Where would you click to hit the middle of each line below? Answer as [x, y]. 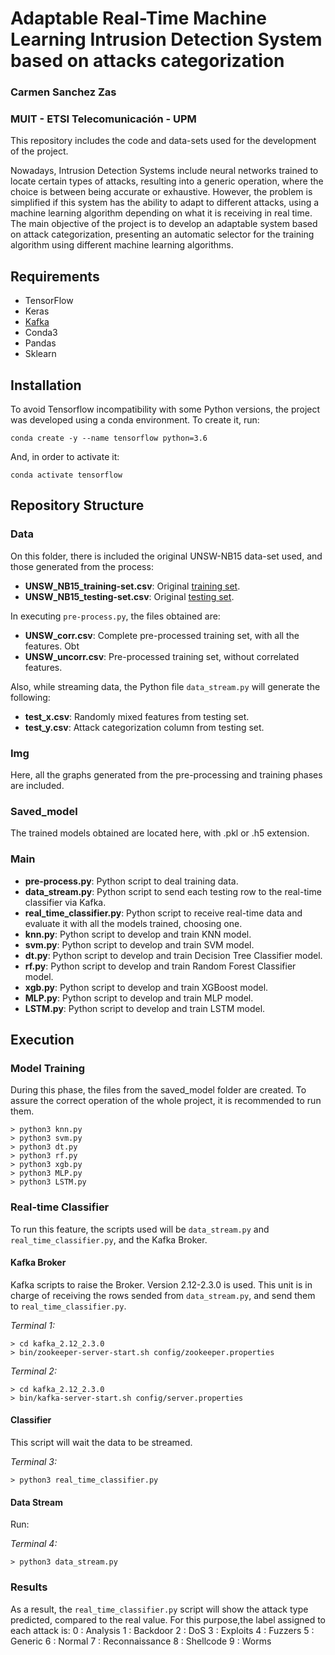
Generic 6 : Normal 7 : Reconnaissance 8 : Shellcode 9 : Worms [141, 1641]
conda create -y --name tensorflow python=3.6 [109, 438]
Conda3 [41, 333]
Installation [46, 385]
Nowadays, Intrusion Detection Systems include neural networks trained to [164, 171]
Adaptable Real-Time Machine [138, 18]
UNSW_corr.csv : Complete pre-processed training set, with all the [162, 635]
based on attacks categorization [147, 61]
